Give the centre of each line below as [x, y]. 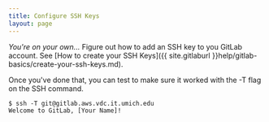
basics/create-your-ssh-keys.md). [66, 64]
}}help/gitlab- [234, 55]
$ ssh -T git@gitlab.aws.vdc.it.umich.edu [81, 103]
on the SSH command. [46, 88]
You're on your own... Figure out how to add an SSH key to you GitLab [125, 46]
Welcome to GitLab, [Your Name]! [65, 111]
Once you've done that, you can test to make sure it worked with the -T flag [135, 80]
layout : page [30, 24]
